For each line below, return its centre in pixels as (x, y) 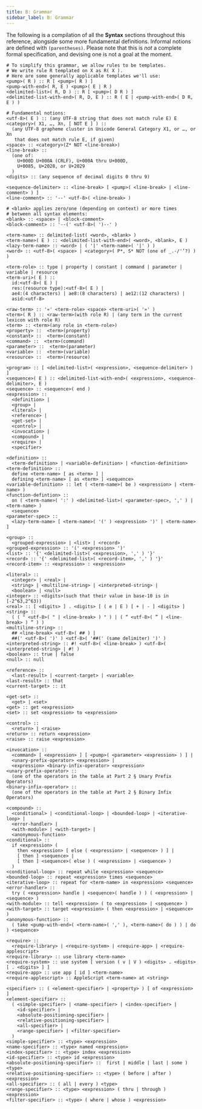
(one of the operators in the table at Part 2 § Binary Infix (92, 792)
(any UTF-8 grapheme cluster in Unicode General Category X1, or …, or (104, 129)
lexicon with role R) (34, 320)
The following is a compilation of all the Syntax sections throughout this (96, 35)
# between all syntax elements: (47, 214)
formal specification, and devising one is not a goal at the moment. (89, 54)
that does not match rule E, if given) (64, 139)
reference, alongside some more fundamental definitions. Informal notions (99, 41)
